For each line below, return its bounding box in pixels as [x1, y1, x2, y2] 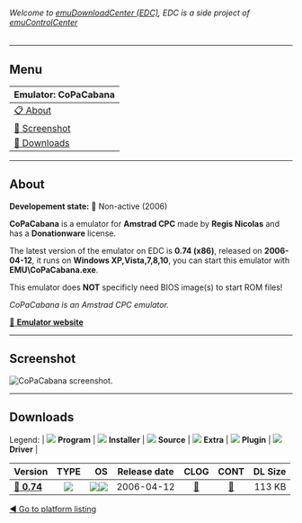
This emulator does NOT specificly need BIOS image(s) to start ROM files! [9, 282, 283, 293]
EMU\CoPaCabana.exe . [9, 264, 99, 275]
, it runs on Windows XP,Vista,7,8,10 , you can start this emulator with [31, 255, 290, 266]
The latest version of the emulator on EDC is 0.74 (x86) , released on [9, 245, 262, 256]
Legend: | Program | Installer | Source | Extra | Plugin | [9, 435, 271, 446]
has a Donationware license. [9, 228, 117, 239]
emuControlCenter [9, 16, 78, 27]
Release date [117, 465, 174, 478]
